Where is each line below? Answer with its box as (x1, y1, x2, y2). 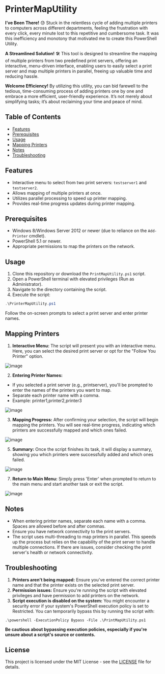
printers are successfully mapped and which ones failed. (12, 427, 127, 433)
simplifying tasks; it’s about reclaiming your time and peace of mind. (5, 99, 143, 104)
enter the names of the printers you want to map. (12, 387, 112, 393)
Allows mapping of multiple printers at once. (12, 190, 102, 196)
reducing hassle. (5, 73, 39, 79)
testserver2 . (12, 185, 38, 191)
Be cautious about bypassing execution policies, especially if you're (5, 626, 147, 632)
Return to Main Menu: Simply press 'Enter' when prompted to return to (12, 475, 156, 481)
